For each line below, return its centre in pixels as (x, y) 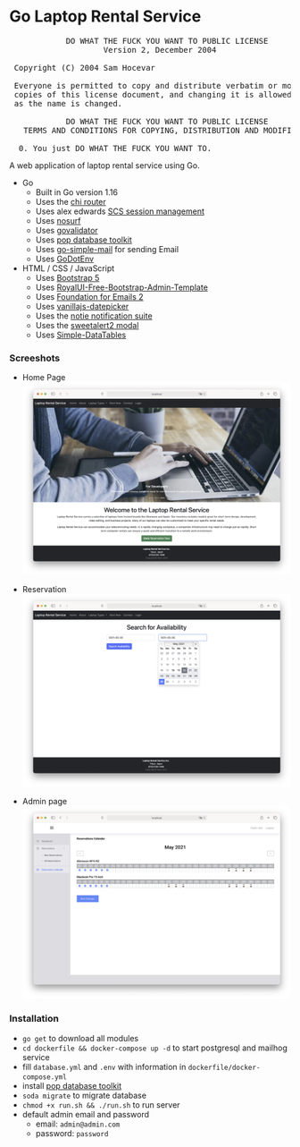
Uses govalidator (67, 230)
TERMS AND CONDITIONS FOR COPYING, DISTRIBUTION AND (141, 130)
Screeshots (35, 358)
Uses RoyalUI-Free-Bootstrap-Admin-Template (121, 287)
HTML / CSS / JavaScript (68, 268)
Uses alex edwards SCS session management (120, 211)
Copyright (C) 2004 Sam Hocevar (85, 68)
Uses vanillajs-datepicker (82, 306)
